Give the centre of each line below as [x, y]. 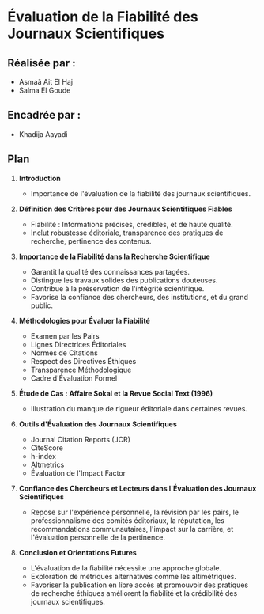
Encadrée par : [44, 115]
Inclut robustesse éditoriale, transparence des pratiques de [127, 233]
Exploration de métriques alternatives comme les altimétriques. [133, 576]
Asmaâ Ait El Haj [45, 82]
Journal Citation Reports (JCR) [81, 439]
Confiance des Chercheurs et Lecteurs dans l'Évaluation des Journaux [138, 488]
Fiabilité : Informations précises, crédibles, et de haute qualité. [132, 224]
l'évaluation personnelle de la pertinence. [98, 537]
